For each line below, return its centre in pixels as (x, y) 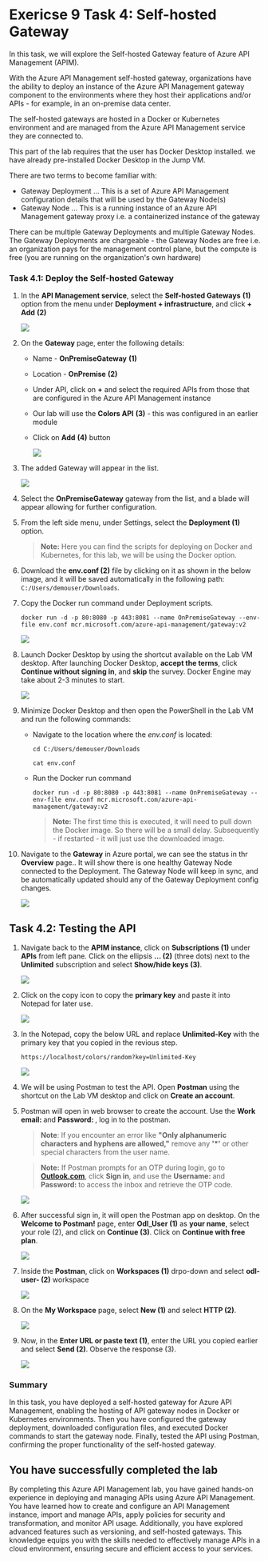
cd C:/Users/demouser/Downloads (86, 750)
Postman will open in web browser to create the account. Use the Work (138, 1111)
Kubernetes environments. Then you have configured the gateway (118, 1419)
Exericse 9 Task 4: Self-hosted (113, 15)
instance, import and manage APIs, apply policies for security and (117, 1515)
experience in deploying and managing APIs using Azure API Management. (132, 1498)
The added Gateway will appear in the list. (89, 468)
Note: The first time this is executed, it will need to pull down (152, 822)
